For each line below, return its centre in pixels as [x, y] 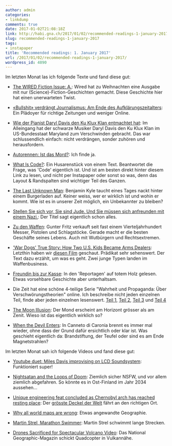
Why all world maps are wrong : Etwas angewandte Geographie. [80, 413]
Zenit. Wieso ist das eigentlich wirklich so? [58, 316]
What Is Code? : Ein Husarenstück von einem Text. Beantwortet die [83, 165]
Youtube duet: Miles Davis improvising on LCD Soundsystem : [77, 362]
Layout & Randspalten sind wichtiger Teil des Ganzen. [69, 181]
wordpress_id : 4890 [26, 62]
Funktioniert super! [33, 367]
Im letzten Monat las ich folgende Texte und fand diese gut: [68, 77]
